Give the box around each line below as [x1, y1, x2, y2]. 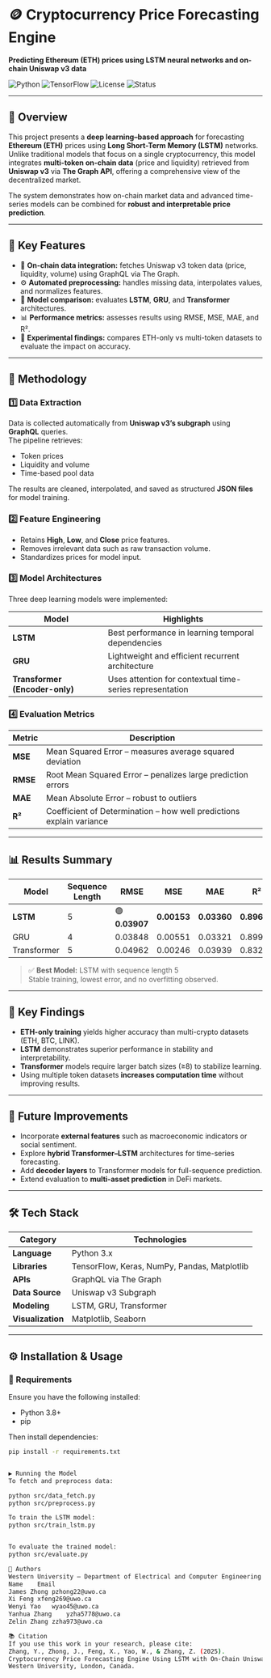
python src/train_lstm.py [8, 1521, 95, 1529]
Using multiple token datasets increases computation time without [19, 1070, 244, 1079]
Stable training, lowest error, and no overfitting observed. [27, 974, 219, 984]
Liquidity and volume [19, 460, 90, 469]
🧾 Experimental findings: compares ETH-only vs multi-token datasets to [19, 333, 262, 342]
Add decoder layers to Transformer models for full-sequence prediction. [19, 1165, 263, 1175]
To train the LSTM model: [8, 1514, 95, 1522]
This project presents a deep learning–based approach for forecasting [8, 132, 244, 142]
